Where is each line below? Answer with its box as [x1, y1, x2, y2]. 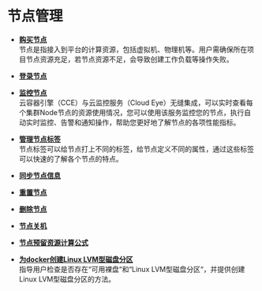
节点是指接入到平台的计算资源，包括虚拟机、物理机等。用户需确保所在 [18, 44, 248, 54]
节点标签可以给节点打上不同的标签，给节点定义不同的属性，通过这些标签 [18, 144, 254, 154]
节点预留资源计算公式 [18, 237, 88, 247]
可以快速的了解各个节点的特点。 [18, 154, 123, 163]
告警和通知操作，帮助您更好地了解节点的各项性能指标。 [60, 118, 241, 127]
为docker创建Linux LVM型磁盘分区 [18, 254, 133, 264]
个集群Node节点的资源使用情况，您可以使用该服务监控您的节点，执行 [18, 107, 245, 117]
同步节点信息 [18, 170, 61, 180]
